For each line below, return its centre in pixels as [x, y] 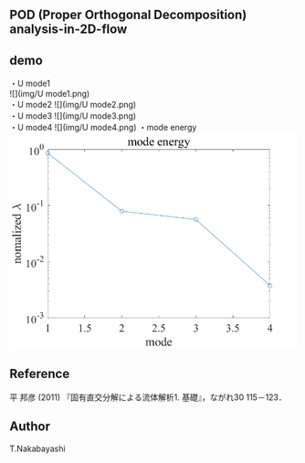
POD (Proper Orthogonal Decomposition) [128, 15]
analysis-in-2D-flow [68, 30]
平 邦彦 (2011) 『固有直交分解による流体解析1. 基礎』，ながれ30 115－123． [148, 397]
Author [30, 427]
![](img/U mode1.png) [50, 94]
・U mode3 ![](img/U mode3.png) [73, 116]
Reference [40, 374]
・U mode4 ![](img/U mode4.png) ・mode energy [103, 128]
